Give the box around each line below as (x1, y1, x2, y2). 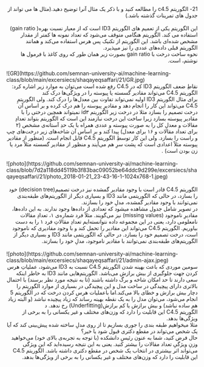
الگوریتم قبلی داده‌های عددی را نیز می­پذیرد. (103, 44, 198, 51)
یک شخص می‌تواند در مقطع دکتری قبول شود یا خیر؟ (81, 328, 198, 335)
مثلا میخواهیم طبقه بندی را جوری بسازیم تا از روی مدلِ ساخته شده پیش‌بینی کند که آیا (7, 321, 198, 328)
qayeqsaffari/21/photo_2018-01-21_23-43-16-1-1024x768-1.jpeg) (6, 173, 168, 180)
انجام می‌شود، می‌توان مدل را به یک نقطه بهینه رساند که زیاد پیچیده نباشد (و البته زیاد (8, 295, 198, 302)
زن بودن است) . (161, 147, 198, 154)
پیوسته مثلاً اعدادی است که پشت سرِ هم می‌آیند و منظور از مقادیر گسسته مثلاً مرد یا (9, 141, 198, 147)
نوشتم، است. (168, 57, 198, 64)
